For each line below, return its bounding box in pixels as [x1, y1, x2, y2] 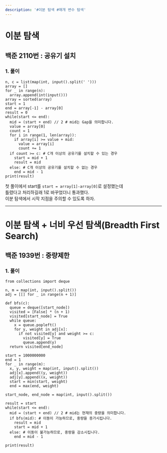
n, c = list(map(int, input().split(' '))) [5, 79, 97, 85]
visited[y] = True [23, 336, 61, 341]
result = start [5, 401, 37, 406]
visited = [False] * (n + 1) [9, 310, 70, 315]
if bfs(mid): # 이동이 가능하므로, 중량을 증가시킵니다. [9, 416, 112, 421]
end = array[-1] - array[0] [5, 106, 64, 111]
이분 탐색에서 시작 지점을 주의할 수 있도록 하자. [5, 195, 95, 202]
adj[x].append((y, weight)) [9, 370, 68, 376]
